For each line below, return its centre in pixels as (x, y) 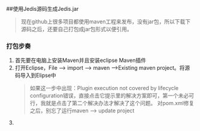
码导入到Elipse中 (36, 75)
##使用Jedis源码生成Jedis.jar (43, 9)
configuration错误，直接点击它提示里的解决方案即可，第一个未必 (109, 96)
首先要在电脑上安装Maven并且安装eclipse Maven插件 (81, 60)
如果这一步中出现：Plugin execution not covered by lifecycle (104, 88)
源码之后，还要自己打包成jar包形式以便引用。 (77, 29)
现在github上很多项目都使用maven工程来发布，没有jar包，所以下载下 (105, 22)
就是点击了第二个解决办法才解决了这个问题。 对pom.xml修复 (120, 103)
